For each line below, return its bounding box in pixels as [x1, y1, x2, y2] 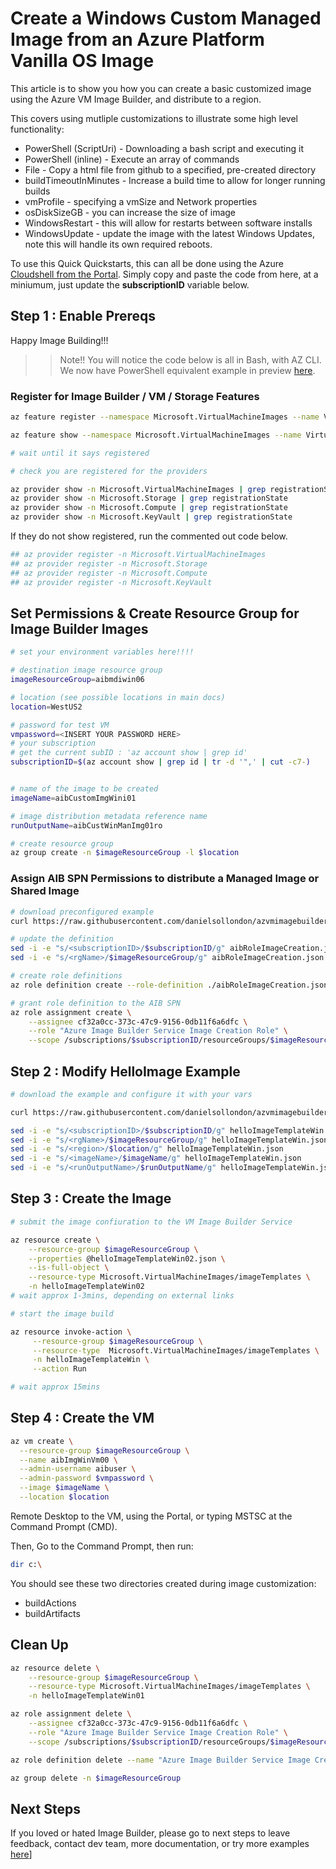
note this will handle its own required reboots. [24, 238, 213, 250]
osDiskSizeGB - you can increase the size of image [24, 206, 237, 218]
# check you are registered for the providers [10, 466, 208, 476]
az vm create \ [10, 1436, 74, 1446]
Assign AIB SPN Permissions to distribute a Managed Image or [10, 872, 320, 886]
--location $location [19, 1492, 110, 1502]
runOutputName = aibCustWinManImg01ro [10, 820, 163, 831]
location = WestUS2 [10, 702, 83, 712]
